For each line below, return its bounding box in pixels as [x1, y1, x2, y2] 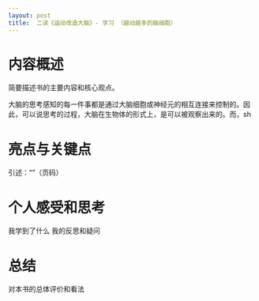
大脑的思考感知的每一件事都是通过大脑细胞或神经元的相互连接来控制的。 [8, 100, 243, 109]
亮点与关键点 [8, 140, 92, 158]
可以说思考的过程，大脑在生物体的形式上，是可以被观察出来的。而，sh [21, 110, 251, 119]
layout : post [8, 11, 51, 20]
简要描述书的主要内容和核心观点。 [8, 83, 119, 92]
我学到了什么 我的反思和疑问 [8, 226, 100, 235]
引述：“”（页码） [8, 167, 63, 178]
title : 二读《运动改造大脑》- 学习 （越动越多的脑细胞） [8, 19, 177, 27]
